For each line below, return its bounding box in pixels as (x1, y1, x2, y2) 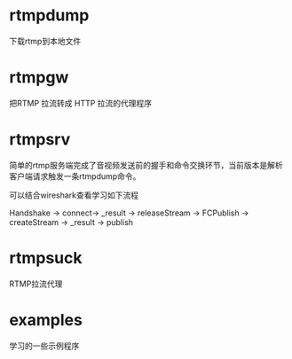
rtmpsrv (9, 129, 71, 150)
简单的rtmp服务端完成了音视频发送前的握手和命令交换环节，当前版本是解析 (9, 160, 283, 170)
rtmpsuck (9, 248, 83, 268)
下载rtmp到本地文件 (9, 35, 82, 46)
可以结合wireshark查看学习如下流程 (9, 190, 139, 200)
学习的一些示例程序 (9, 340, 80, 351)
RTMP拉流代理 (9, 278, 63, 289)
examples (9, 309, 83, 330)
